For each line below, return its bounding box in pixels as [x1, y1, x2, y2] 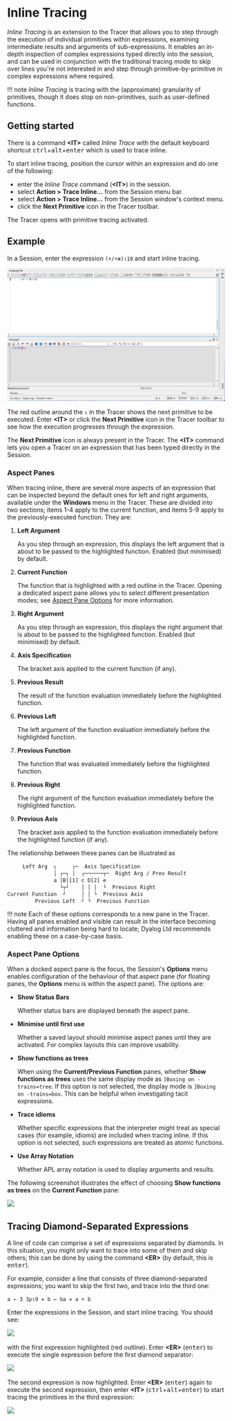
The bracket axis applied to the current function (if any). [17, 664, 177, 672]
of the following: [7, 166, 54, 175]
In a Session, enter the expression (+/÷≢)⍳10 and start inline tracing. [7, 254, 200, 262]
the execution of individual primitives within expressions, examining [7, 35, 199, 43]
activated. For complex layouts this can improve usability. [17, 1041, 181, 1049]
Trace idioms [17, 1110, 56, 1119]
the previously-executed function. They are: [7, 512, 133, 521]
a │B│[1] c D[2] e [53, 877, 107, 884]
